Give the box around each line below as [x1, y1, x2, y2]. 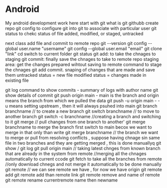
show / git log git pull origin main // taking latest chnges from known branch [5, 145, 161, 151]
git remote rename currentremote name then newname [5, 177, 118, 183]
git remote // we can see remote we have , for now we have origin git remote [5, 166, 162, 173]
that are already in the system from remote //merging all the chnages [5, 151, 147, 157]
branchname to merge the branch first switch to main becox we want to [5, 124, 152, 130]
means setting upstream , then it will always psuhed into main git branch [9, 103, 158, 109]
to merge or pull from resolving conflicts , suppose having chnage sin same [5, 135, 161, 141]
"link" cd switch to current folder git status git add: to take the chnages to [5, 51, 156, 57]
